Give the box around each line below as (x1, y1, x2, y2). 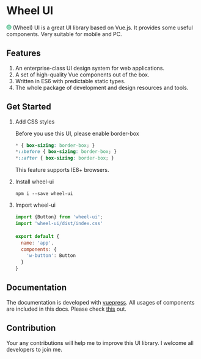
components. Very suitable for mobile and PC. (6, 30, 122, 37)
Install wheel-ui (15, 178, 54, 185)
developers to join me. (6, 346, 62, 353)
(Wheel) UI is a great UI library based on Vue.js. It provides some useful (12, 24, 194, 31)
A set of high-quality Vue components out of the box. (15, 71, 150, 78)
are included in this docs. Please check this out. (6, 305, 126, 313)
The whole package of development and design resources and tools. (15, 84, 189, 91)
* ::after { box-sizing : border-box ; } (15, 155, 114, 161)
